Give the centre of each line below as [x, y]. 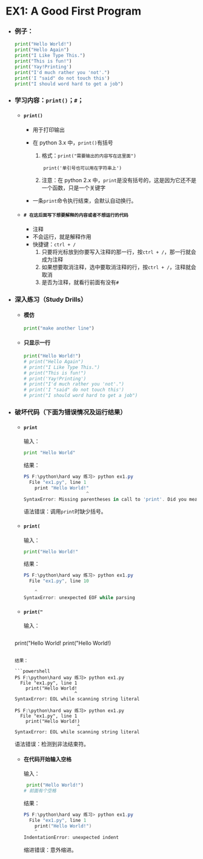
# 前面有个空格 [40, 791]
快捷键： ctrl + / [54, 244]
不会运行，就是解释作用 [62, 236]
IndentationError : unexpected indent [71, 837]
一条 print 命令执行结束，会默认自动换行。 [85, 200]
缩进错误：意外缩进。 [50, 850]
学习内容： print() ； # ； [49, 100]
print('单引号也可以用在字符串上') [83, 168]
